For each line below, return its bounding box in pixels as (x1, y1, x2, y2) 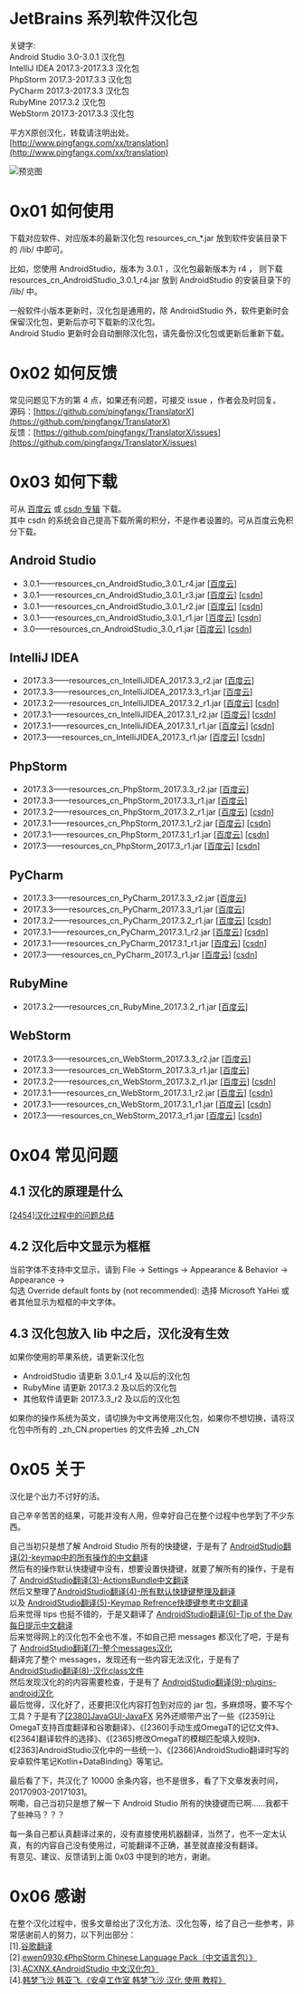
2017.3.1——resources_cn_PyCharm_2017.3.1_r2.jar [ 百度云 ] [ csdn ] (22, 926, 269, 937)
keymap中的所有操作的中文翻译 (31, 1552, 149, 1563)
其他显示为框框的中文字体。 (16, 1297, 120, 1308)
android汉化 (9, 1688, 54, 1699)
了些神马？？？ (9, 1809, 65, 1820)
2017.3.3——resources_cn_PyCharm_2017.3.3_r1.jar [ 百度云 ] (22, 904, 246, 915)
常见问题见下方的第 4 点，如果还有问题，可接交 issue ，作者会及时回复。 (9, 394, 281, 405)
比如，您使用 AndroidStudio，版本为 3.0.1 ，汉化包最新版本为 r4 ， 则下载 (9, 263, 283, 274)
